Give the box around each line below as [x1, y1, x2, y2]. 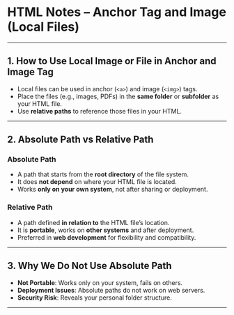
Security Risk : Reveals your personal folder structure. [17, 293, 172, 302]
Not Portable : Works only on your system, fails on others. [17, 278, 183, 286]
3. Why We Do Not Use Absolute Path [7, 260, 172, 272]
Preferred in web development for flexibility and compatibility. [17, 233, 196, 241]
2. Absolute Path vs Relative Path [7, 134, 154, 146]
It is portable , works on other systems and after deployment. [17, 226, 194, 234]
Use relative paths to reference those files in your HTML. [17, 107, 182, 115]
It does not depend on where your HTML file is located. [17, 178, 178, 186]
